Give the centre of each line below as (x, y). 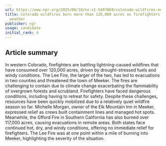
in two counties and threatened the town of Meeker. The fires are (71, 80)
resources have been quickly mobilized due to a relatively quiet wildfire (77, 101)
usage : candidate (23, 28)
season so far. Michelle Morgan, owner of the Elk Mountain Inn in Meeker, (80, 106)
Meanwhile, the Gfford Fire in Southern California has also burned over (77, 117)
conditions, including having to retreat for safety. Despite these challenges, (82, 96)
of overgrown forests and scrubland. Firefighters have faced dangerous (78, 91)
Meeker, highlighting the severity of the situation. (55, 138)
